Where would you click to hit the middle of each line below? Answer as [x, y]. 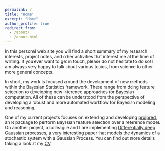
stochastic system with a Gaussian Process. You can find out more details [80, 138]
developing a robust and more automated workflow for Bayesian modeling [80, 102]
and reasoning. [20, 107]
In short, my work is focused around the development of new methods [76, 81]
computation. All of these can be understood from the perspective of [75, 97]
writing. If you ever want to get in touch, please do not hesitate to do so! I [79, 61]
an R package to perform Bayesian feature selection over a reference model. [83, 122]
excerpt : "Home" [22, 19]
